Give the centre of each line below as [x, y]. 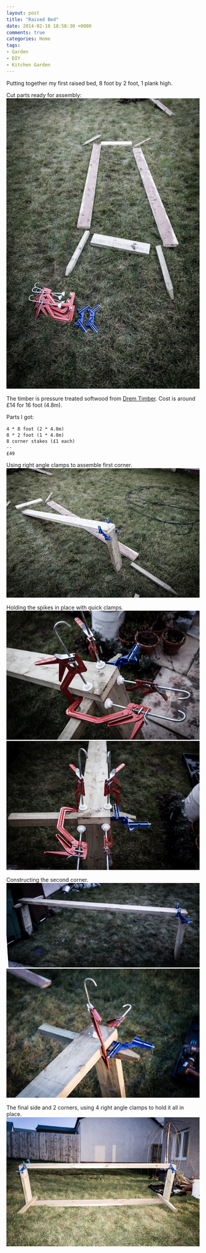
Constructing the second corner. [48, 879]
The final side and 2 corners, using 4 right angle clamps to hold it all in [95, 1107]
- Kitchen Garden [29, 65]
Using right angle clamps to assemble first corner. [70, 465]
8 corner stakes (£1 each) [41, 442]
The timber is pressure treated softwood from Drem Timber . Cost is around [101, 399]
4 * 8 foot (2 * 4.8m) [35, 429]
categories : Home [29, 39]
